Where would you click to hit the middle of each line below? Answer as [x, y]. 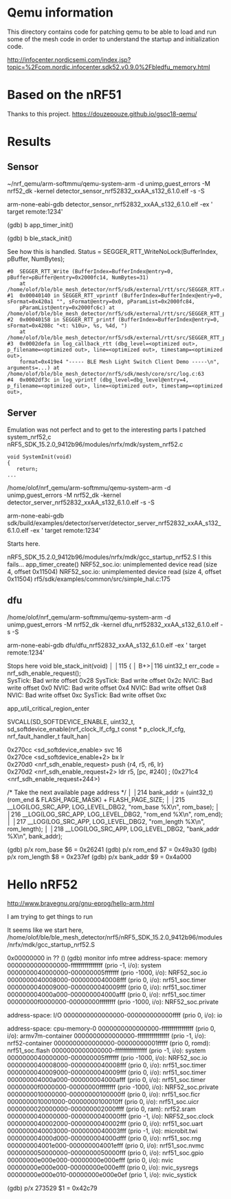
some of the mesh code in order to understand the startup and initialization [113, 39]
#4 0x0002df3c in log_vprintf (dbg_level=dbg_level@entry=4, [98, 380]
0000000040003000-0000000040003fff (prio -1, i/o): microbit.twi [102, 1131]
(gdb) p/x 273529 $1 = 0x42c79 [52, 1188]
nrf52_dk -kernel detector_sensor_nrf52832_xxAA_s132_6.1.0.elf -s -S [106, 191]
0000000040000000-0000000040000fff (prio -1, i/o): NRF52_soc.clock [111, 1116]
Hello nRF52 [42, 884]
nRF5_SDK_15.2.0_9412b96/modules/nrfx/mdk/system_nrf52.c [95, 444]
